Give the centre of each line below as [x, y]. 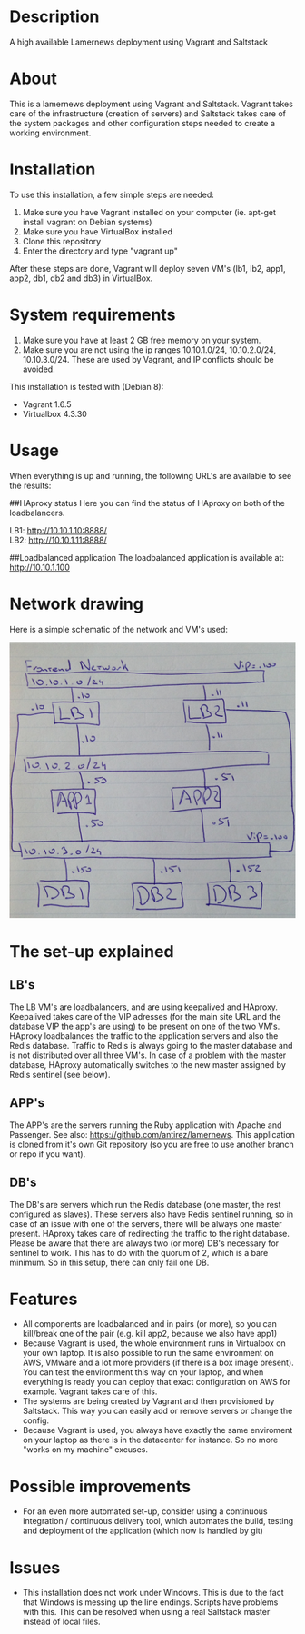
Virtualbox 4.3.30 [55, 413]
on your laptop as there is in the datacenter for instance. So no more [150, 1440]
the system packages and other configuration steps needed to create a [142, 123]
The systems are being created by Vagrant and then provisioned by [148, 1401]
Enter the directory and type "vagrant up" [100, 251]
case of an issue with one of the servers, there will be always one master [146, 1223]
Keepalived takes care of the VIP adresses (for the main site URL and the [145, 1016]
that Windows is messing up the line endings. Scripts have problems [150, 1602]
